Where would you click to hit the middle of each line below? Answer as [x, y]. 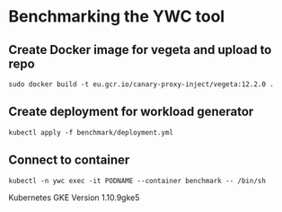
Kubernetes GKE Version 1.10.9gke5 [74, 197]
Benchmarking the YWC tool [117, 17]
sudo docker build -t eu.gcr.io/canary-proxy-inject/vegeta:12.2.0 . [141, 84]
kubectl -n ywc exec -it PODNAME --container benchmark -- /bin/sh [137, 181]
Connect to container [69, 160]
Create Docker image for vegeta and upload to [140, 50]
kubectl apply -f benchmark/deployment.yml [91, 132]
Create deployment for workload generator [131, 112]
